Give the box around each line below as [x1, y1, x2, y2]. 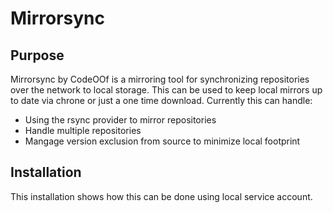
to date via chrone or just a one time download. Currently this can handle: [10, 95, 313, 106]
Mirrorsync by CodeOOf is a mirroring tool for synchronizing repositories [10, 73, 310, 85]
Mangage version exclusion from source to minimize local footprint [24, 135, 301, 147]
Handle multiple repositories [24, 125, 142, 136]
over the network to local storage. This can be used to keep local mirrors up [10, 84, 323, 96]
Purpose [10, 47, 65, 64]
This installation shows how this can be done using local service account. [10, 190, 313, 202]
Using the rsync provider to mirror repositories [24, 114, 217, 126]
